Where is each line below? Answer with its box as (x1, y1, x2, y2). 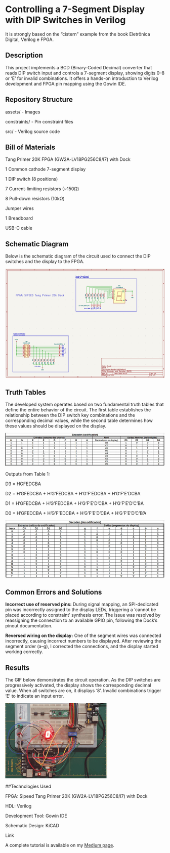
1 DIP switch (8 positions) (5, 176, 58, 182)
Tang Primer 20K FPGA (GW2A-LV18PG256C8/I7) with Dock (5, 156, 131, 162)
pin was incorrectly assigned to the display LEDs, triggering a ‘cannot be (5, 607, 156, 613)
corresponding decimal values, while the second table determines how (5, 417, 153, 423)
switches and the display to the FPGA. (5, 259, 84, 265)
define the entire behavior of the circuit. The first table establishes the (5, 407, 151, 413)
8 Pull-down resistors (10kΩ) (5, 196, 65, 202)
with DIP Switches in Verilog (5, 14, 126, 26)
